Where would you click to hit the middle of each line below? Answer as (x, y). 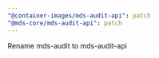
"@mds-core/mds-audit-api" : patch (65, 23)
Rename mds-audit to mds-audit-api (67, 45)
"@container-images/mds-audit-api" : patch (79, 15)
